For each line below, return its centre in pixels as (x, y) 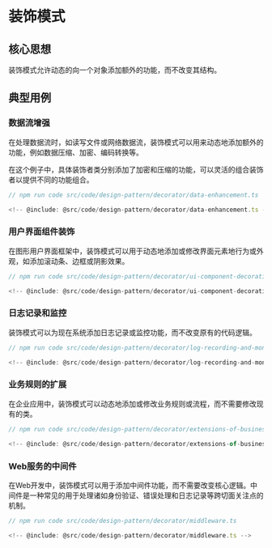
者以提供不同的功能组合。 (51, 180)
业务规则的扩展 (38, 384)
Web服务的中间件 (42, 466)
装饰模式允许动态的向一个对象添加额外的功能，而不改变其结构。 (115, 70)
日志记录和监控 (38, 313)
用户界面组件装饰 (42, 232)
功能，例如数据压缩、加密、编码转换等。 (76, 152)
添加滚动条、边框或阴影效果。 (79, 261)
